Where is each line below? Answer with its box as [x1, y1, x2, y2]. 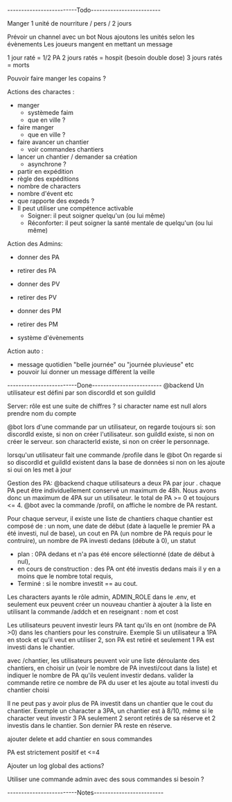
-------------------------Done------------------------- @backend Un [7, 381, 204, 389]
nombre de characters [17, 182, 81, 190]
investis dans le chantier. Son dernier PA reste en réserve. [7, 722, 172, 729]
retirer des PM [17, 320, 59, 328]
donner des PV [17, 280, 60, 288]
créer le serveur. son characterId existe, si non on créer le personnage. [7, 438, 210, 445]
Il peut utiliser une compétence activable [17, 204, 134, 212]
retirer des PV [17, 294, 57, 301]
